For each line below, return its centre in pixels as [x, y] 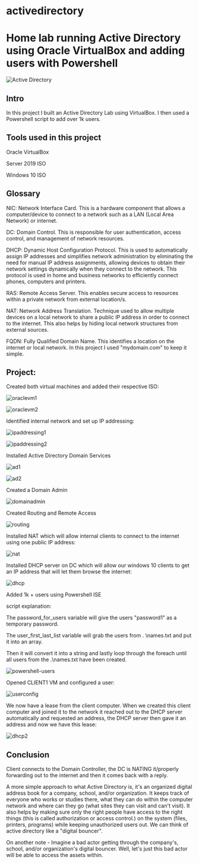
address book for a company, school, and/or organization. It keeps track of [98, 793]
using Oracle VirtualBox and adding [96, 51]
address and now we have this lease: [51, 725]
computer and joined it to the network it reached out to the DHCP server [94, 712]
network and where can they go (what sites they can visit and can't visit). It [98, 806]
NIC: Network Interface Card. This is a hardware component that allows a [96, 208]
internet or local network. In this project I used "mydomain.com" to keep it [97, 347]
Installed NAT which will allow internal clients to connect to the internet [93, 536]
